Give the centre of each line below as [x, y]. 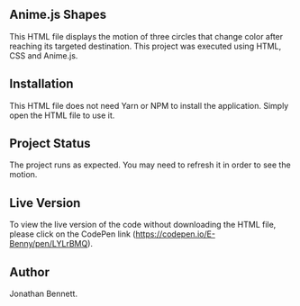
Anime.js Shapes [58, 15]
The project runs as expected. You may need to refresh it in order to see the [150, 165]
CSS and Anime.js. [44, 55]
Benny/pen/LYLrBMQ [49, 244]
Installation [41, 84]
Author [29, 272]
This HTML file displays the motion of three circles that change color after [146, 36]
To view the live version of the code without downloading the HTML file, [143, 225]
